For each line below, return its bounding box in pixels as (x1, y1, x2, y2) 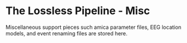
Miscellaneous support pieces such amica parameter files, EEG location (5, 24, 182, 31)
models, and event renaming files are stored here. (5, 29, 128, 37)
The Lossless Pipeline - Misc (5, 4, 150, 18)
